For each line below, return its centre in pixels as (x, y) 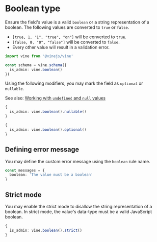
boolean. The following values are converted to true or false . (67, 27)
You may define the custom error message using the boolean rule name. (78, 161)
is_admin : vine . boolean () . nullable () (48, 112)
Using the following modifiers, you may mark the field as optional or (74, 83)
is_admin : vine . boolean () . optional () (48, 130)
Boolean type (33, 9)
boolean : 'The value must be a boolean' (51, 175)
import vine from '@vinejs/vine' (39, 56)
